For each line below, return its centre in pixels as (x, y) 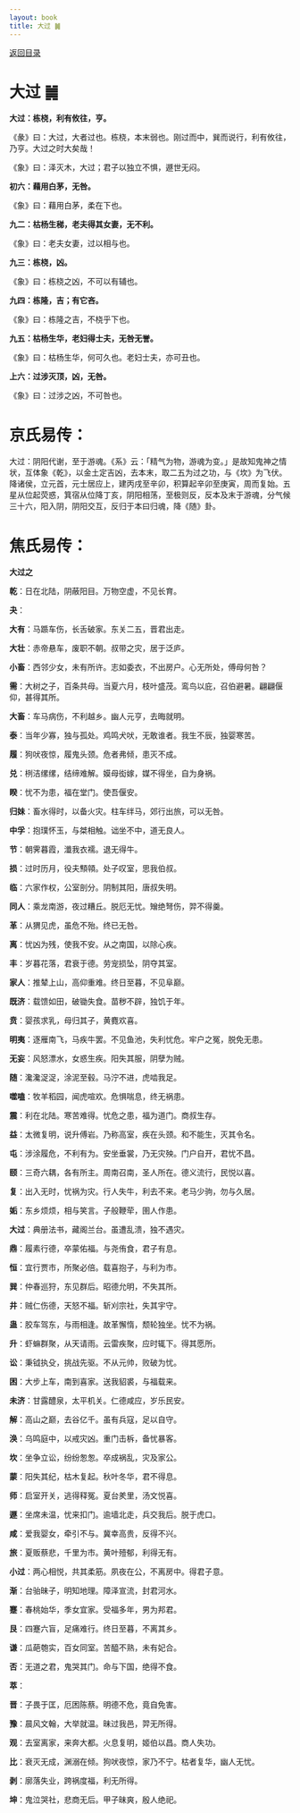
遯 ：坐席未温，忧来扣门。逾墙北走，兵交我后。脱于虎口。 (115, 1515)
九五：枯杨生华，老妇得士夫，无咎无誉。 (83, 339)
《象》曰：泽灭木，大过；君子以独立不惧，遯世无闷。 (107, 167)
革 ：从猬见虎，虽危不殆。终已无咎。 (76, 926)
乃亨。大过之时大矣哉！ (52, 148)
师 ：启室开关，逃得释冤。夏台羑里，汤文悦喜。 (95, 1495)
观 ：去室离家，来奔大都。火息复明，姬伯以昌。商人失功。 (115, 1743)
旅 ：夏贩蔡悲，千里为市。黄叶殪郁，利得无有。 (95, 1553)
